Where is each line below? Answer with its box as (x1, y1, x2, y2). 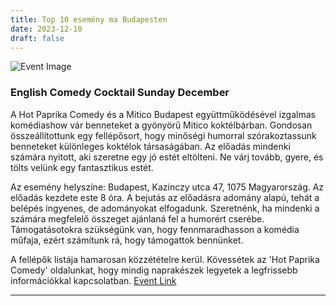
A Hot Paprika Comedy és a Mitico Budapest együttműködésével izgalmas (10, 108, 316, 120)
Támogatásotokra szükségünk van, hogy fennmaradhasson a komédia (10, 223, 300, 235)
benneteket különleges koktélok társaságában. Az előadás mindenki (10, 140, 291, 152)
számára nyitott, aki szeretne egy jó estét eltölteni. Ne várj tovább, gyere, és (10, 151, 324, 163)
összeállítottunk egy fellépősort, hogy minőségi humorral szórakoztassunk (10, 129, 317, 141)
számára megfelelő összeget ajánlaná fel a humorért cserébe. (10, 212, 265, 225)
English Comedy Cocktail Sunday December (10, 86, 230, 100)
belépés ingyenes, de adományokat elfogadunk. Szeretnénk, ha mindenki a (10, 202, 320, 214)
